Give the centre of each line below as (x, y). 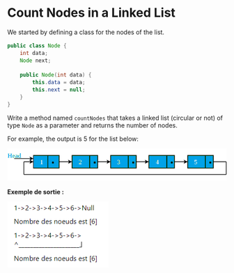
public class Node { (37, 46)
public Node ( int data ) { (56, 75)
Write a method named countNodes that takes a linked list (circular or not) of (115, 118)
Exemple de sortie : (36, 192)
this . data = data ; (59, 83)
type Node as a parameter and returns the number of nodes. (92, 125)
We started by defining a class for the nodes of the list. (86, 32)
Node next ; (36, 61)
